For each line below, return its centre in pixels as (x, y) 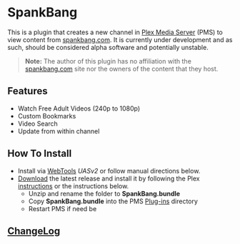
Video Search (38, 123)
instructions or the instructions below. (73, 185)
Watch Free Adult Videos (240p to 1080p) (79, 108)
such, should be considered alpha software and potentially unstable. (108, 47)
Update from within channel (59, 131)
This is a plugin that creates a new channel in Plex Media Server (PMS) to (115, 32)
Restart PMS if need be (62, 208)
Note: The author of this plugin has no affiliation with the (108, 61)
